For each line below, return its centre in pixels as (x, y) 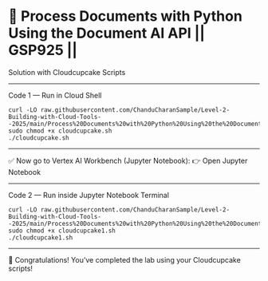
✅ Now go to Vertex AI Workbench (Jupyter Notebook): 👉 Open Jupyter (128, 160)
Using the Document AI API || (107, 33)
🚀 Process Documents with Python (126, 16)
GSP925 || (43, 50)
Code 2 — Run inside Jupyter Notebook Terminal (89, 195)
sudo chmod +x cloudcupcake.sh (60, 131)
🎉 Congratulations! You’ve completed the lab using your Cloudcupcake (124, 259)
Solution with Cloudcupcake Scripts (67, 72)
